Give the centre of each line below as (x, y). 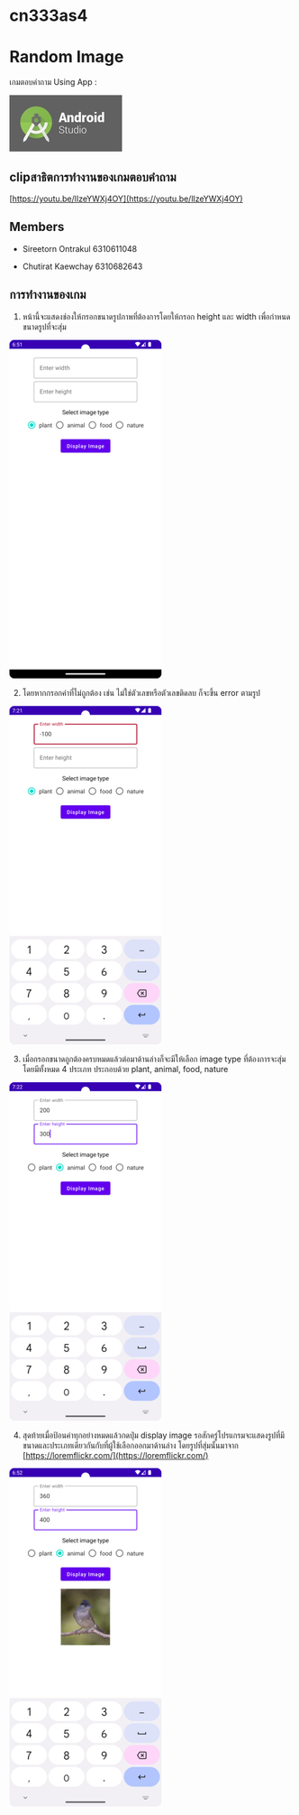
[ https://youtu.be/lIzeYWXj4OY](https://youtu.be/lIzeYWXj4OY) (126, 199)
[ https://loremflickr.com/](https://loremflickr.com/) (115, 1455)
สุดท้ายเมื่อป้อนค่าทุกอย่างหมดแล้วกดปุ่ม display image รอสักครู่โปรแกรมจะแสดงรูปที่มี (154, 1435)
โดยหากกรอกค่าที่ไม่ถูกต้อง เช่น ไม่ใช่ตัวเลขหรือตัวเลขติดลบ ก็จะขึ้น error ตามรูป (141, 692)
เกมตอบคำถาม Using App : (53, 82)
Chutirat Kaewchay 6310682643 (82, 266)
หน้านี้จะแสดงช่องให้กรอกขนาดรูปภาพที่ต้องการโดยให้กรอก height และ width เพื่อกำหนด (156, 316)
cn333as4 (49, 16)
